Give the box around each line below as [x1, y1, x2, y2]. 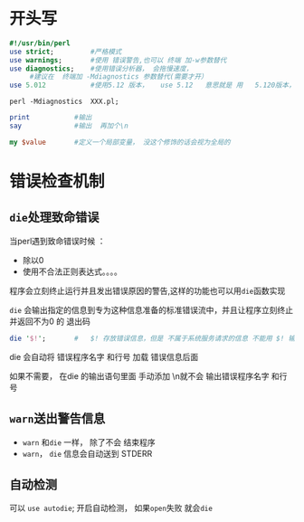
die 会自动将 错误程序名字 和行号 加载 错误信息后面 [9, 351, 199, 362]
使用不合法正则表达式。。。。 [22, 266, 122, 277]
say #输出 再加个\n [9, 121, 128, 131]
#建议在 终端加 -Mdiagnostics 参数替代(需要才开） [29, 72, 208, 81]
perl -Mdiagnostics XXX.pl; [9, 97, 119, 107]
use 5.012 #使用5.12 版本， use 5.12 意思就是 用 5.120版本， [9, 81, 296, 90]
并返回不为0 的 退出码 [9, 316, 90, 327]
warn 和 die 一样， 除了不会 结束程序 [22, 436, 156, 448]
